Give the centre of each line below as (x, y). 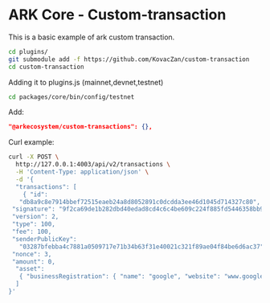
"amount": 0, (34, 262)
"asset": (30, 269)
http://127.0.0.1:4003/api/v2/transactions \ (93, 165)
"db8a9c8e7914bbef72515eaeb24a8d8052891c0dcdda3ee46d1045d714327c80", (140, 202)
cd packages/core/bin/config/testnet (72, 97)
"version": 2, (35, 217)
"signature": (34, 209)
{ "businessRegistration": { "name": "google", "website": (120, 276)
